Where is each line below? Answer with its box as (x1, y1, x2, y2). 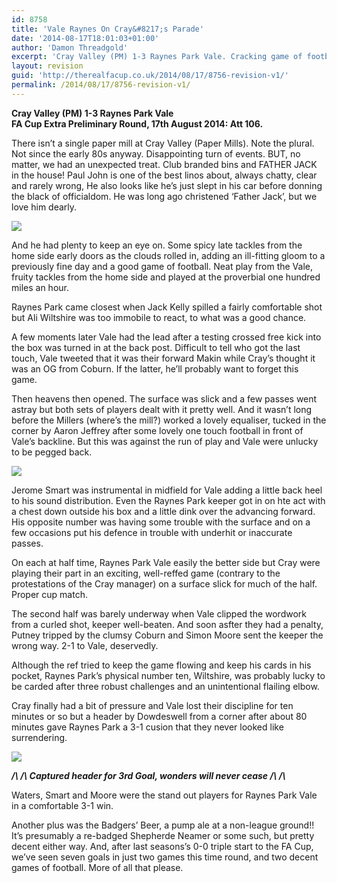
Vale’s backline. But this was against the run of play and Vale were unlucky (11, 435, 319, 447)
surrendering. (11, 731, 68, 743)
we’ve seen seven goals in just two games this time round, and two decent (11, 851, 319, 863)
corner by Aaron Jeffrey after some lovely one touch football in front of (11, 424, 304, 436)
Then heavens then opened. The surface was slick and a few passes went (11, 392, 318, 405)
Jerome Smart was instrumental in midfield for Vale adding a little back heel (11, 484, 323, 496)
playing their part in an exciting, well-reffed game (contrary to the (11, 567, 281, 579)
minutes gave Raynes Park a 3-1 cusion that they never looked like (11, 721, 284, 733)
